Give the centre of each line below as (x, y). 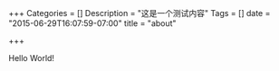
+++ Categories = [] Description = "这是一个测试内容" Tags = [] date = (139, 13)
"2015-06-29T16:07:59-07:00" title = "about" (93, 23)
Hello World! (32, 58)
